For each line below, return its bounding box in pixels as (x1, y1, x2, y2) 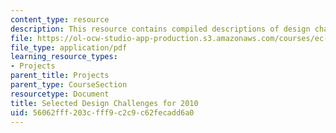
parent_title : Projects (10, 71, 110, 81)
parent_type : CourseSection (10, 80, 128, 90)
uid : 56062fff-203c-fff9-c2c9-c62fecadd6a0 (10, 107, 195, 118)
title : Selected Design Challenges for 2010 (10, 98, 199, 108)
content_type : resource (10, 14, 110, 25)
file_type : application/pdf (10, 42, 128, 53)
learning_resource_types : (10, 52, 118, 62)
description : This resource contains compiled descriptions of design (10, 24, 311, 34)
